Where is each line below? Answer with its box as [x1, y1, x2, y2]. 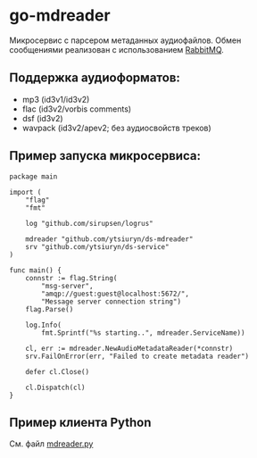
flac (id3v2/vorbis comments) [21, 104, 132, 114]
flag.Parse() [25, 304, 74, 313]
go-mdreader [9, 5, 111, 26]
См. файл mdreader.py [9, 438, 94, 449]
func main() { [9, 265, 62, 275]
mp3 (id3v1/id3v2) [21, 94, 90, 104]
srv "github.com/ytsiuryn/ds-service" [25, 242, 170, 251]
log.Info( [25, 321, 62, 329]
